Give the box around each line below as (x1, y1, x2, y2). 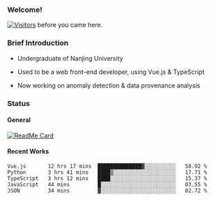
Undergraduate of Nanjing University (17, 54, 123, 62)
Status (7, 98, 30, 108)
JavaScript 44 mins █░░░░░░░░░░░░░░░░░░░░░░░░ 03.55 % (7, 181, 208, 188)
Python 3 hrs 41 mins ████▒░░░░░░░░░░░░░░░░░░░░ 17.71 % (7, 169, 208, 176)
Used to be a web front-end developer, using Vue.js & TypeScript (17, 68, 205, 76)
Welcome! (7, 5, 43, 15)
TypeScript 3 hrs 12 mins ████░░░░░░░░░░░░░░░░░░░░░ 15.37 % (7, 174, 208, 182)
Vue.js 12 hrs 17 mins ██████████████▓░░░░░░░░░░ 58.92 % (7, 163, 208, 170)
